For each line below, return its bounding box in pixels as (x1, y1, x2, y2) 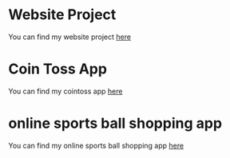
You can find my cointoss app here (8, 86, 123, 96)
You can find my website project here (8, 32, 132, 41)
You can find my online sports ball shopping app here (8, 140, 184, 150)
